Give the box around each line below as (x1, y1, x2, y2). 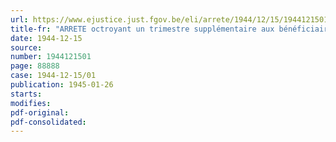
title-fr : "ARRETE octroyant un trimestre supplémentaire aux (10, 24, 275, 34)
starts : (10, 89, 43, 99)
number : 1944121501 (10, 52, 92, 62)
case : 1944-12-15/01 (10, 71, 97, 81)
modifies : (10, 98, 52, 108)
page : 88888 (10, 61, 60, 71)
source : (10, 42, 43, 53)
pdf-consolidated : (10, 117, 87, 127)
